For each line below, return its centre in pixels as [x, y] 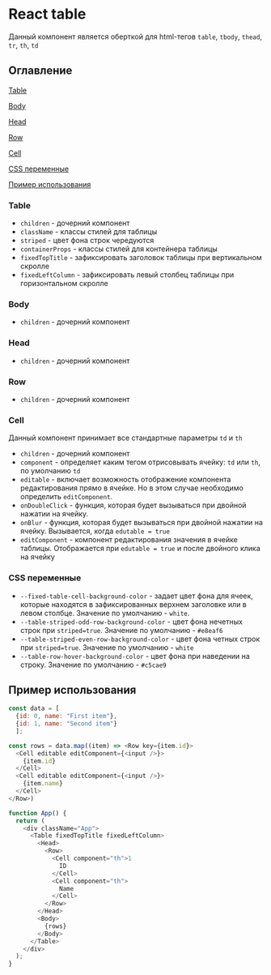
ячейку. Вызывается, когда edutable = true [95, 531]
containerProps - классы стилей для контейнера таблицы [119, 249]
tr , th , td [23, 45]
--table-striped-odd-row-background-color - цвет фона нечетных [131, 622]
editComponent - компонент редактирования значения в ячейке [129, 540]
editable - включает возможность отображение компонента [125, 480]
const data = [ [34, 709]
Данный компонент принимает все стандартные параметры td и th [125, 438]
